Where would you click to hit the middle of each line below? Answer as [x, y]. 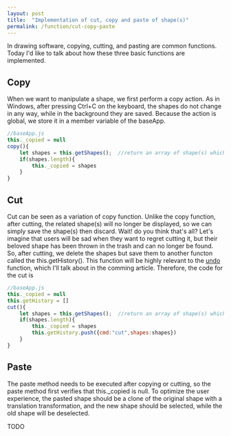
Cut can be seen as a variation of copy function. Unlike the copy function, [111, 217]
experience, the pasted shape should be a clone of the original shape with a [114, 398]
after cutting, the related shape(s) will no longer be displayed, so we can [109, 224]
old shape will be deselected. [48, 413]
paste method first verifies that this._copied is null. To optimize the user [108, 391]
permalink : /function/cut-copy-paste [61, 26]
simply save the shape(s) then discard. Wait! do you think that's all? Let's [110, 231]
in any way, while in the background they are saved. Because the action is [112, 114]
